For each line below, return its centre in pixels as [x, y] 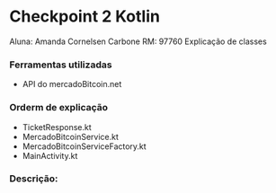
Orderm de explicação [59, 108]
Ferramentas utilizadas [61, 65]
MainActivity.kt [50, 155]
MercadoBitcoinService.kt [71, 136]
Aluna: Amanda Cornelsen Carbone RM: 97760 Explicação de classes [138, 41]
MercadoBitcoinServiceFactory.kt [84, 146]
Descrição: [34, 179]
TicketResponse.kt [57, 127]
